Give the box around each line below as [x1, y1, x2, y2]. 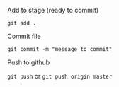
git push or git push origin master [7, 72, 113, 80]
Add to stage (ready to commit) [7, 6, 99, 14]
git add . [7, 20, 37, 27]
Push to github [7, 58, 50, 66]
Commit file [7, 32, 41, 40]
